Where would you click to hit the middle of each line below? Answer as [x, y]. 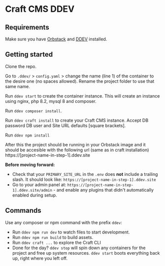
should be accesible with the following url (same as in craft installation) [77, 150]
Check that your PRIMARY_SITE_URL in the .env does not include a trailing [85, 174]
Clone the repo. [21, 66]
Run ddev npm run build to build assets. [53, 237]
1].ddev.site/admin [32, 190]
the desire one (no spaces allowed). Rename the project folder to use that [80, 81]
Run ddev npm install [28, 135]
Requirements [27, 27]
